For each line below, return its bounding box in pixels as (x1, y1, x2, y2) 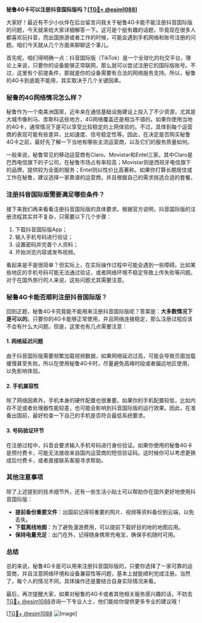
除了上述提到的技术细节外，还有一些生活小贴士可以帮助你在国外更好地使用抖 (6, 488, 196, 495)
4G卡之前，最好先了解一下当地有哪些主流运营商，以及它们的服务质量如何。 (6, 138, 193, 145)
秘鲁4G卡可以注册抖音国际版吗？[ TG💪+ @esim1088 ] (6, 6, 138, 13)
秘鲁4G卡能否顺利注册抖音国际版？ (6, 293, 108, 301)
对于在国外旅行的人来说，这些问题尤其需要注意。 (6, 276, 127, 283)
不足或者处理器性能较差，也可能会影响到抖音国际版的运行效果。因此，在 (11, 404, 191, 412)
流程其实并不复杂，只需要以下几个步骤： (11, 212, 112, 220)
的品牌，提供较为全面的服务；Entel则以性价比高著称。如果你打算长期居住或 (6, 166, 192, 174)
